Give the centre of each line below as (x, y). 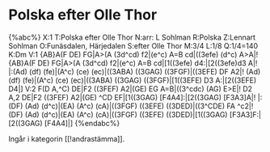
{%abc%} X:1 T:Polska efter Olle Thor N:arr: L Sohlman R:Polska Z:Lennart (132, 37)
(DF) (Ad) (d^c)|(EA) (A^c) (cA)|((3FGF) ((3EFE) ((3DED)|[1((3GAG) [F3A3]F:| (135, 114)
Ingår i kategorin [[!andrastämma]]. (67, 138)
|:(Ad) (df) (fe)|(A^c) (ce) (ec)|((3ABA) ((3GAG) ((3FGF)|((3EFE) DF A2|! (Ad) (135, 71)
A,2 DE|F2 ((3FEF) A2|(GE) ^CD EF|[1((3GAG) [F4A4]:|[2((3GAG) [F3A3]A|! (132, 97)
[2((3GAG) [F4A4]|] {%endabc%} (64, 123)
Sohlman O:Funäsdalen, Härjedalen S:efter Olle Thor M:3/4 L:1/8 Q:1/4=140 (133, 45)
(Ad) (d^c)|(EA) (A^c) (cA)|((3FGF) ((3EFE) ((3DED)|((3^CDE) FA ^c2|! (139, 106)
